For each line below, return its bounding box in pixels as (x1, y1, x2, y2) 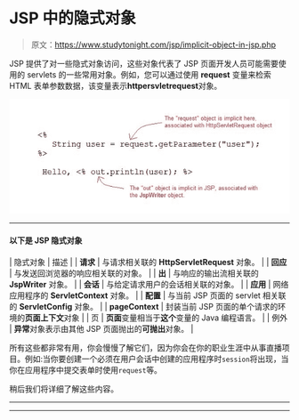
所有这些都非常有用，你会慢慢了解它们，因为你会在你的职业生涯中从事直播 (9, 342, 282, 352)
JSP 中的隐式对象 (9, 8, 136, 28)
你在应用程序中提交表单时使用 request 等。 (9, 364, 163, 375)
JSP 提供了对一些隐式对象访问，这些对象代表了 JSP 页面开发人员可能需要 (9, 58, 279, 69)
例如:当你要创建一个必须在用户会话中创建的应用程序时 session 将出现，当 (24, 353, 289, 364)
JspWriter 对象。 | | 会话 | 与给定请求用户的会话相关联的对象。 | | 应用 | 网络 (9, 279, 289, 289)
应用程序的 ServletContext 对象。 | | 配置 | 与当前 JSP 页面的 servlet (9, 290, 261, 301)
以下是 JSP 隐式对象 (9, 235, 83, 246)
